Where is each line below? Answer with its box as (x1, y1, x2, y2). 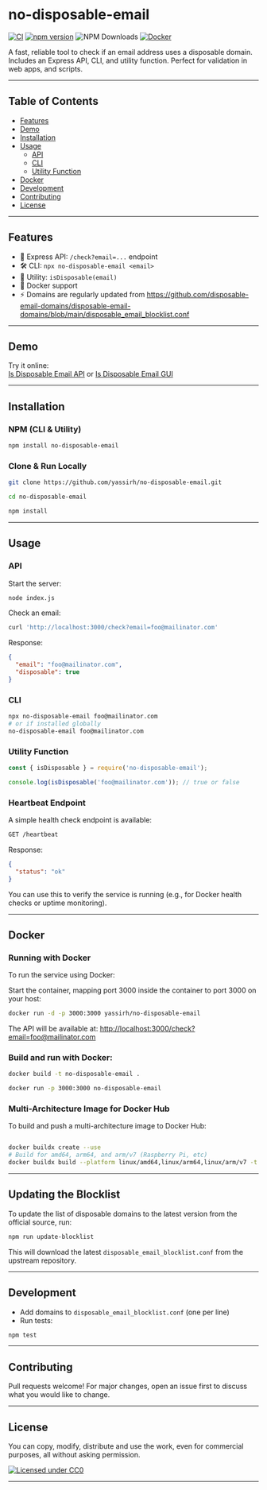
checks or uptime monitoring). (8, 898, 107, 908)
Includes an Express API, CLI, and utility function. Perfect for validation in (8, 56, 248, 65)
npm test (8, 1331, 37, 1339)
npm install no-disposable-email (8, 442, 119, 450)
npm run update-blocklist (8, 1233, 94, 1240)
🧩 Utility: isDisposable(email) (19, 272, 118, 281)
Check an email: (8, 608, 61, 617)
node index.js (8, 594, 56, 602)
